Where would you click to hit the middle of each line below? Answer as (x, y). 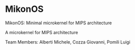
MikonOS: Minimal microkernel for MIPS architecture (59, 23)
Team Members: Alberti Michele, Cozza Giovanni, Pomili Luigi (68, 42)
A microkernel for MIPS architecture (42, 32)
